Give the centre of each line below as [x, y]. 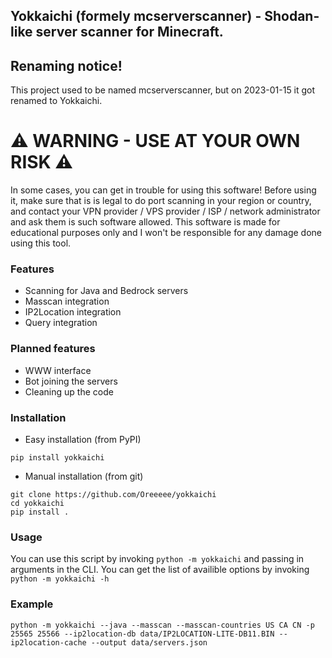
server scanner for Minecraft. [129, 32]
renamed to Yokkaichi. [56, 101]
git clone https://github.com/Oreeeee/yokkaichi [113, 495]
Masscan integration [67, 301]
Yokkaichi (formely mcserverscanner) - [136, 16]
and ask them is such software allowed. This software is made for [145, 222]
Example [32, 604]
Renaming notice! [66, 65]
